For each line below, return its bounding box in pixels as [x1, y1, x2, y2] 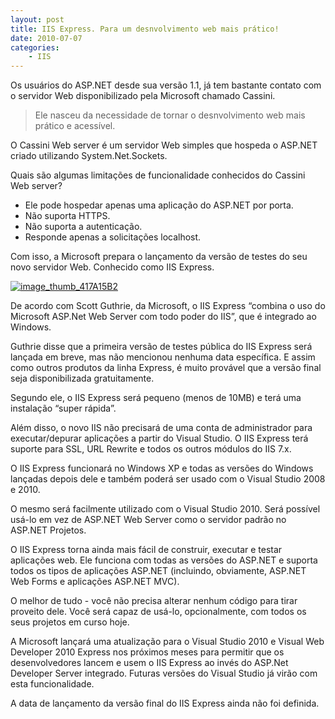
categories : [10, 42, 60, 53]
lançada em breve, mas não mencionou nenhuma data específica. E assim [10, 351, 316, 363]
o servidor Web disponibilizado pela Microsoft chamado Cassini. [10, 90, 276, 102]
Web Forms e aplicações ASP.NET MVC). [10, 576, 180, 588]
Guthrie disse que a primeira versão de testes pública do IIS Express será [10, 341, 313, 353]
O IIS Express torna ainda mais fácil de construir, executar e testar [10, 544, 283, 556]
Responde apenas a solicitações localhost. [24, 231, 202, 243]
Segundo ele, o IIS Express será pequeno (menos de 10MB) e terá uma [10, 392, 302, 404]
